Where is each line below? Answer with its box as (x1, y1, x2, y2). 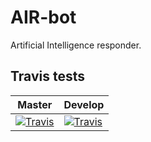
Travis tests (10, 68, 85, 85)
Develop (63, 97, 105, 111)
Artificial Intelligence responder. (10, 39, 142, 51)
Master (17, 97, 53, 111)
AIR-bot (10, 6, 77, 29)
